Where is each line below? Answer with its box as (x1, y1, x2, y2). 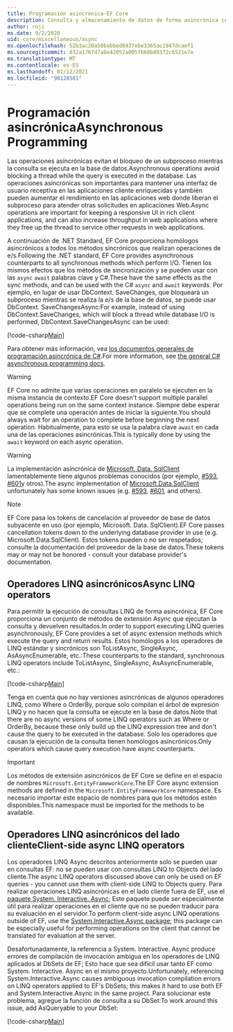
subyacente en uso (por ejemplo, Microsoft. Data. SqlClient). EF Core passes (7, 521, 225, 529)
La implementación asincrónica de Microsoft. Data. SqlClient (7, 465, 180, 473)
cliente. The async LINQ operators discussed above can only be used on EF (7, 872, 222, 881)
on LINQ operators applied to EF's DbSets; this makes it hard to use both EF (7, 981, 223, 990)
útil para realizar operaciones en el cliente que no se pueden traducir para (7, 902, 219, 910)
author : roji (7, 23, 45, 30)
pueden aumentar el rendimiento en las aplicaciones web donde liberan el (7, 193, 218, 202)
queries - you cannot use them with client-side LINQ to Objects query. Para (7, 879, 223, 888)
